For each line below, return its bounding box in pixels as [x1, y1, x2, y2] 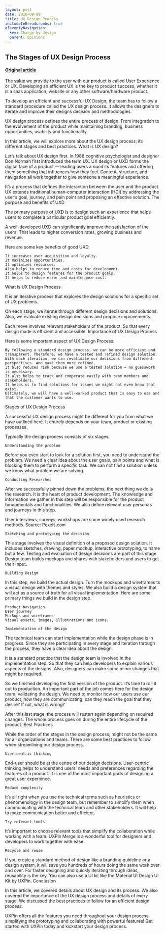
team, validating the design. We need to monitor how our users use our [5, 691, 149, 697]
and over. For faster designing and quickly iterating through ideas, [5, 867, 139, 874]
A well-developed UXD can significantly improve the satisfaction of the [5, 224, 149, 230]
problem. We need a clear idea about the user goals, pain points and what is [5, 457, 160, 463]
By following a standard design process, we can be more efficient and [5, 347, 155, 353]
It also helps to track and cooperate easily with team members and [5, 374, 149, 379]
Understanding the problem [5, 443, 61, 448]
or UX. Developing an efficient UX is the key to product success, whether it [5, 83, 158, 89]
